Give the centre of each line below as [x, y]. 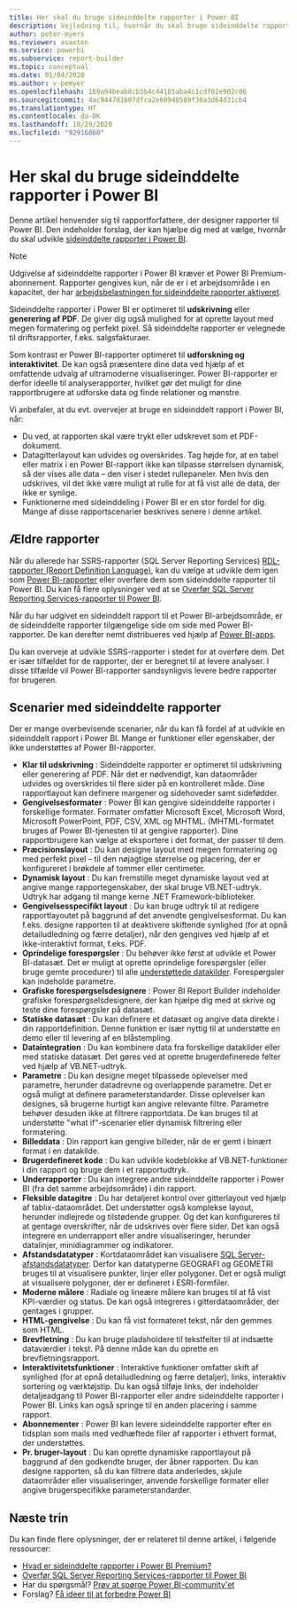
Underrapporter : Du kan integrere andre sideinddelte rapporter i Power [153, 1179]
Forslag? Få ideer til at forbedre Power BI [96, 1594]
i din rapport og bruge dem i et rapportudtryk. [105, 1170]
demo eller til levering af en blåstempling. [97, 1038]
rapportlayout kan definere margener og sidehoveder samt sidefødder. [150, 793]
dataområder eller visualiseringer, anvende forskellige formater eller [145, 1480]
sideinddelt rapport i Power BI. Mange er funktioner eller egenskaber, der [142, 738]
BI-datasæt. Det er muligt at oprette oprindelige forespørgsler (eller [144, 963]
